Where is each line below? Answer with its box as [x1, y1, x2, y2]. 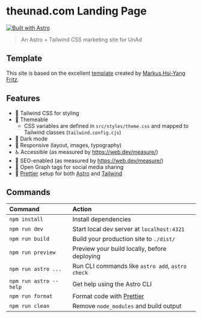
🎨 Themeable [14, 116, 48, 123]
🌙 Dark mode [14, 135, 48, 142]
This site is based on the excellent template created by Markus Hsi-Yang [6, 69, 186, 77]
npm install [9, 216, 44, 223]
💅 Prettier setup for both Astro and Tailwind [14, 170, 123, 177]
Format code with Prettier [72, 292, 144, 301]
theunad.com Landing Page [6, 4, 147, 18]
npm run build [9, 235, 50, 243]
